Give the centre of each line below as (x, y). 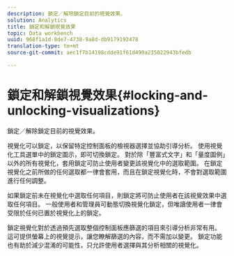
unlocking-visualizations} (84, 111)
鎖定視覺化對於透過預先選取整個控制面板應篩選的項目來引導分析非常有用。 (114, 227)
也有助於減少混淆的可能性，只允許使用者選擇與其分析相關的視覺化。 (105, 245)
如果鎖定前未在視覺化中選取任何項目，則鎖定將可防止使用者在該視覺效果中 (114, 195)
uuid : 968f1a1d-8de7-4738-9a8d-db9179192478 (73, 40)
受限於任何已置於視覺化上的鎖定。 (56, 213)
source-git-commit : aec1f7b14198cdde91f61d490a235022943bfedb (99, 53)
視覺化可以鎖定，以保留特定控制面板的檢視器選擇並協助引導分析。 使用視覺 (115, 145)
